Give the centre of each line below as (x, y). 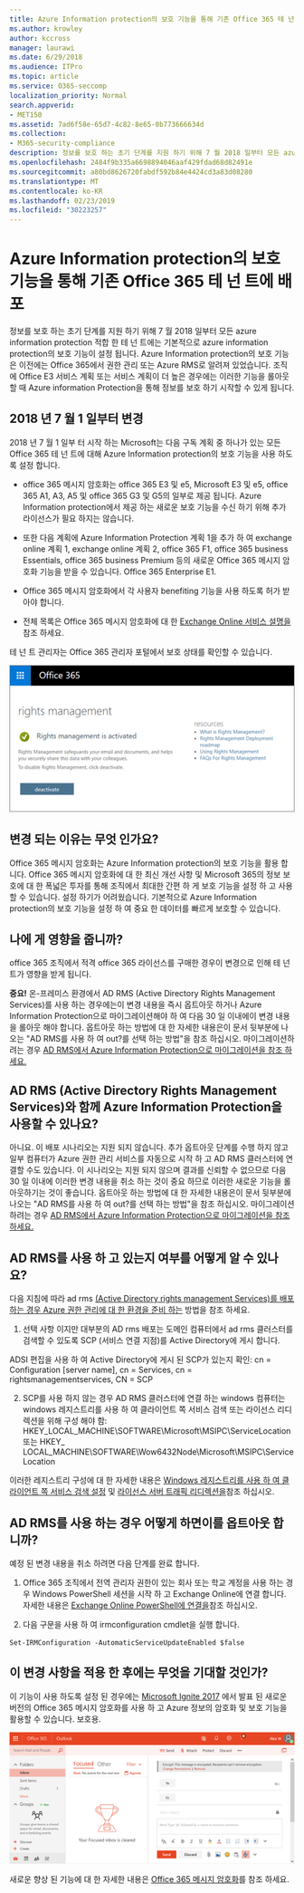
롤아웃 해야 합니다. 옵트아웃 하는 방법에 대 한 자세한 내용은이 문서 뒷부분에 (149, 1027)
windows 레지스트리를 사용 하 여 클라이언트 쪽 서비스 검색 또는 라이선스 (149, 1409)
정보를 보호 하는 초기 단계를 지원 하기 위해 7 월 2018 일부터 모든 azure (133, 332)
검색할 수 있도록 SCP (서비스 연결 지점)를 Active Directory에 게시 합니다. (151, 1340)
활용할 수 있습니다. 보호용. (55, 1719)
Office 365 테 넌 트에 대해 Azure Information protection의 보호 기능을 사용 (142, 454)
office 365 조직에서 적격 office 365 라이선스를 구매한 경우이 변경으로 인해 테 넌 (150, 963)
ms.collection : (38, 134)
